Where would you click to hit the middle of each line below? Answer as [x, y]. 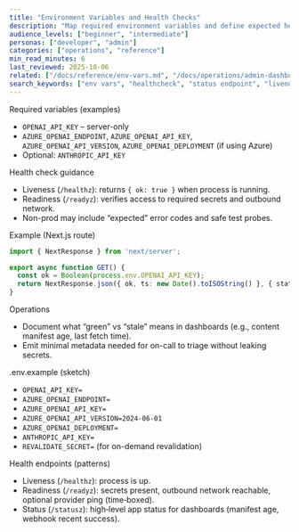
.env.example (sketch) [50, 372]
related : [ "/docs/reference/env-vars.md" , [89, 76]
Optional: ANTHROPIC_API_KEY [74, 155]
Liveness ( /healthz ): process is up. [86, 481]
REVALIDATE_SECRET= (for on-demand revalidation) [112, 446]
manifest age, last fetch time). [77, 336]
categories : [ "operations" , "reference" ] [87, 51]
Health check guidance [52, 172]
